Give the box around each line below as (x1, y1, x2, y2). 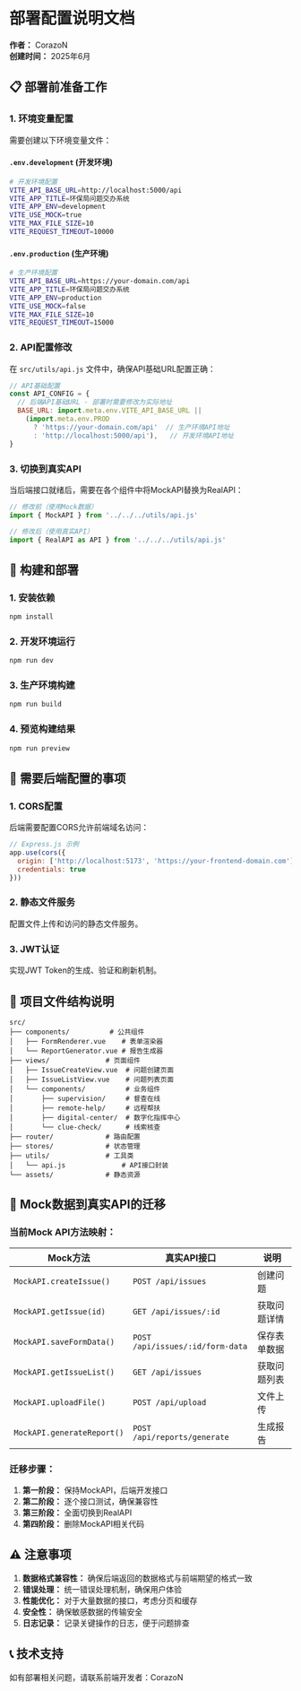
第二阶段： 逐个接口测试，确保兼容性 (21, 1496, 159, 1506)
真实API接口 (165, 1252, 217, 1264)
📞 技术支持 (9, 1646, 64, 1661)
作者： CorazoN (9, 39, 69, 50)
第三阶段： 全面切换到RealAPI (21, 1507, 133, 1518)
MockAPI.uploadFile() (13, 1397, 106, 1408)
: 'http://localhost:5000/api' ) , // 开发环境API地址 (32, 431, 235, 440)
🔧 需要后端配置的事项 (9, 770, 126, 785)
